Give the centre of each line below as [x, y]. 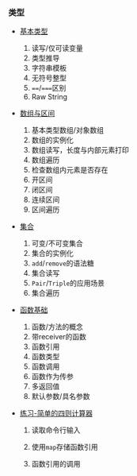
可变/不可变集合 [57, 243]
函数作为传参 [52, 377]
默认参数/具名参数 [61, 397]
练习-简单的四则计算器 [56, 413]
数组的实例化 [52, 140]
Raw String [49, 97]
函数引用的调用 [56, 464]
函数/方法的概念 [57, 327]
